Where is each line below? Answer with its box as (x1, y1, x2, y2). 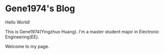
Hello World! (5, 19, 31, 25)
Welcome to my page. (5, 43, 50, 49)
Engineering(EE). (5, 34, 39, 40)
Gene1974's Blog (5, 3, 75, 14)
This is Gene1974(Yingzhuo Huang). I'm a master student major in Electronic (5, 28, 160, 34)
